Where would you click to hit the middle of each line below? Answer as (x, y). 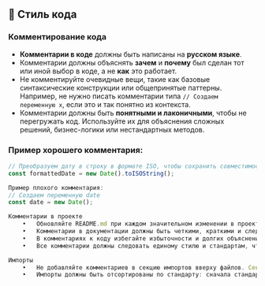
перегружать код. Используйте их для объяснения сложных (122, 121)
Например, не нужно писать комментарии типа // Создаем (119, 96)
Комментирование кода (58, 37)
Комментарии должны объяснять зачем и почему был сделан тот (132, 62)
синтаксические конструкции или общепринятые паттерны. (121, 87)
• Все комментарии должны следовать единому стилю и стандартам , (135, 246)
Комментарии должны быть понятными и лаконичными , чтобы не (133, 113)
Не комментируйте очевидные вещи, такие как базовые (115, 79)
